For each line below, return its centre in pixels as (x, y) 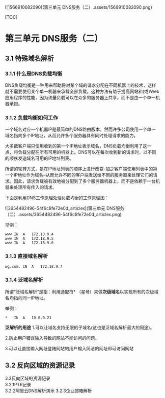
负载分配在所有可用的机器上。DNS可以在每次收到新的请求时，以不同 (87, 152)
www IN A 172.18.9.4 (29, 234)
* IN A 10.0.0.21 (28, 318)
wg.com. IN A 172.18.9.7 (34, 267)
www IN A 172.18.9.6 (29, 243)
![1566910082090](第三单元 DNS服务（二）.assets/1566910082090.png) (79, 7)
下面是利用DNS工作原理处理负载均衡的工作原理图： (57, 198)
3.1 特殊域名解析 (29, 58)
